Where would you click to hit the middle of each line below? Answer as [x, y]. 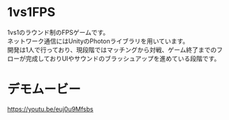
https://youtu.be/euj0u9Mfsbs [50, 109]
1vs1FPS [31, 12]
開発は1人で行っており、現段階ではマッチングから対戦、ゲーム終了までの [112, 50]
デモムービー [44, 90]
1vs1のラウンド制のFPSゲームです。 [58, 32]
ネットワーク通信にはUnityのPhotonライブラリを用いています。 [98, 41]
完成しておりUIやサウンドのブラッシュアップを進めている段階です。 [123, 58]
